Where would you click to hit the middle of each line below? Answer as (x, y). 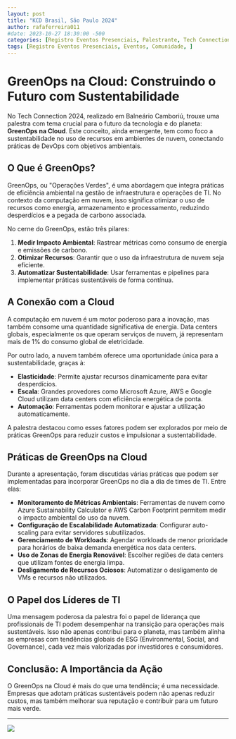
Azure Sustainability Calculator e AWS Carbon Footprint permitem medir (122, 510)
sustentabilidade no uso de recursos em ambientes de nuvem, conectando (116, 138)
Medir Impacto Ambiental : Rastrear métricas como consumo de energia (122, 242)
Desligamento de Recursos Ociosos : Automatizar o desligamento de (117, 570)
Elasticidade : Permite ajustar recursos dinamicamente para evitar (112, 376)
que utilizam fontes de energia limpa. (71, 563)
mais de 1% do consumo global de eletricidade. (76, 341)
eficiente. (31, 264)
